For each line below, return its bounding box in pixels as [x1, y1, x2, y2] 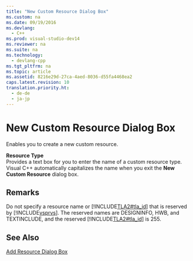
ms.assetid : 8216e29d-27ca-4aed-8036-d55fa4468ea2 [6, 74, 133, 80]
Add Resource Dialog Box [6, 248, 68, 255]
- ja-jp [11, 96, 31, 101]
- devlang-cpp [11, 57, 46, 63]
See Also [6, 232, 39, 242]
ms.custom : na [6, 14, 41, 20]
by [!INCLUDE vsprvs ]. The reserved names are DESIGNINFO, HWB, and [6, 209, 180, 216]
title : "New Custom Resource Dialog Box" [6, 8, 109, 15]
